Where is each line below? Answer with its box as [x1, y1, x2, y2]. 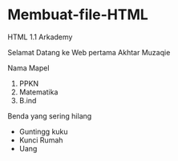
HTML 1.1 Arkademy [7, 32, 73, 42]
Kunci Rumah [18, 135, 63, 145]
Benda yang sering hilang [7, 111, 92, 121]
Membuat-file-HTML [7, 6, 149, 24]
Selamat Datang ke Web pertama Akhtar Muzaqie [7, 47, 171, 57]
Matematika [18, 87, 59, 97]
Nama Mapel [7, 62, 50, 73]
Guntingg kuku [18, 127, 69, 136]
